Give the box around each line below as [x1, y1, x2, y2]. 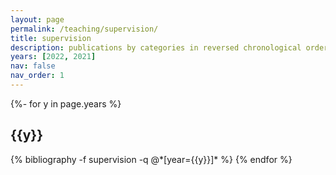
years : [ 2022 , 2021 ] [10, 52, 97, 62]
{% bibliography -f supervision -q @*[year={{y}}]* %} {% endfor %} [10, 153, 293, 165]
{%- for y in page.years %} [10, 97, 122, 110]
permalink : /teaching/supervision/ [10, 24, 159, 34]
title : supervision [10, 33, 92, 43]
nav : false [10, 61, 56, 71]
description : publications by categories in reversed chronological [10, 42, 302, 53]
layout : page [10, 14, 65, 25]
